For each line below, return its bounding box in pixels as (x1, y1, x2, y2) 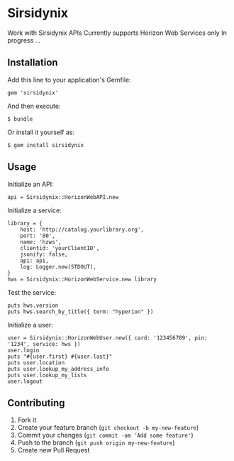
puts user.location (7, 359, 65, 367)
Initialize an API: (7, 180, 55, 188)
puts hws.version (7, 302, 59, 309)
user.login (7, 347, 40, 354)
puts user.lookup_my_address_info (7, 365, 110, 372)
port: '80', (20, 232, 55, 239)
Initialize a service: (7, 206, 62, 215)
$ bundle (7, 115, 33, 122)
